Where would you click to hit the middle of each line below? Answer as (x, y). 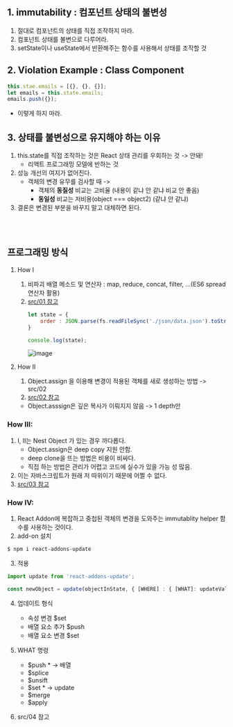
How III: (20, 424)
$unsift (38, 680)
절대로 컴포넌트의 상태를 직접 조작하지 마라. (76, 31)
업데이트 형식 (35, 603)
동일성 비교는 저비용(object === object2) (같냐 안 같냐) (113, 199)
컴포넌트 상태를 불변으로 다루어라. (63, 39)
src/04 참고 (33, 717)
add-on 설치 (34, 536)
